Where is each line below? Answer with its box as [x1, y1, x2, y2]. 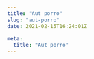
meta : [7, 35, 23, 42]
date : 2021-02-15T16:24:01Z [7, 23, 88, 29]
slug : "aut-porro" [7, 16, 60, 23]
